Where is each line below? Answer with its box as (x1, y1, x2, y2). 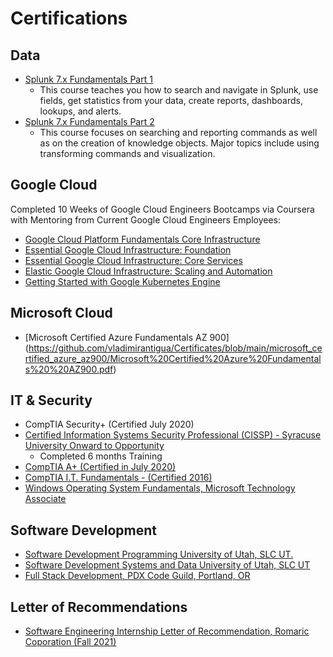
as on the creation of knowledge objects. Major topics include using (39, 137, 320, 149)
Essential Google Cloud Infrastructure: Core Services (24, 254, 243, 266)
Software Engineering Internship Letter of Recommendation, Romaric (24, 625, 310, 637)
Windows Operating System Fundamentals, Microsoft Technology (24, 482, 296, 494)
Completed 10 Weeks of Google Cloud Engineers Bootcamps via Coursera (10, 203, 315, 215)
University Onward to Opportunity (24, 440, 165, 452)
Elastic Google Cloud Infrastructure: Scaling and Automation (24, 265, 273, 277)
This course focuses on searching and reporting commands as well (39, 127, 318, 138)
